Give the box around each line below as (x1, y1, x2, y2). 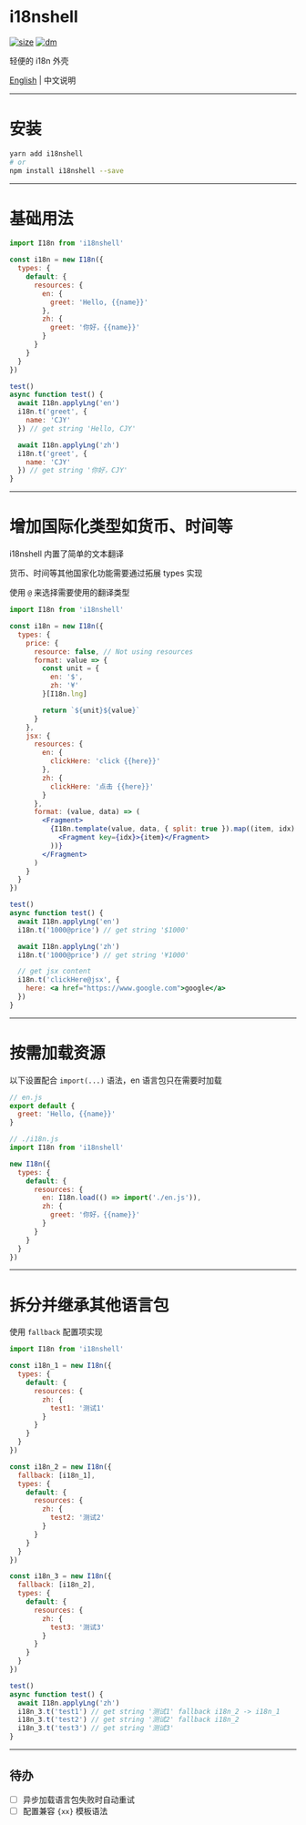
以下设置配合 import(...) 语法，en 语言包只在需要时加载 (9, 1075, 222, 1086)
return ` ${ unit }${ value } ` (42, 706, 141, 715)
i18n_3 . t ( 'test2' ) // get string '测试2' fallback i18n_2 (17, 1715, 240, 1725)
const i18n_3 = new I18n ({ (9, 1572, 112, 1581)
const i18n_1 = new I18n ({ (9, 1361, 112, 1371)
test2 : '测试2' (49, 1514, 105, 1523)
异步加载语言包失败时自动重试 (22, 1794, 135, 1805)
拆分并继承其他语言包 (9, 1295, 170, 1315)
